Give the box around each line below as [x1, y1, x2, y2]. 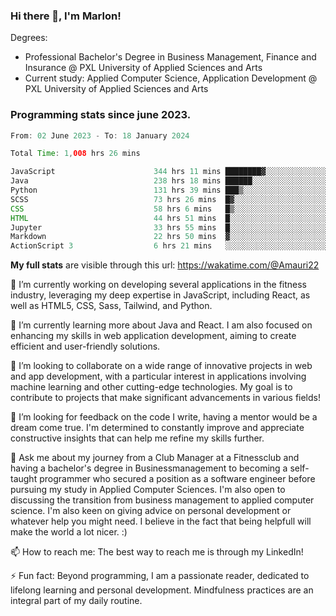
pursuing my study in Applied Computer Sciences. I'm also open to [10, 484, 286, 496]
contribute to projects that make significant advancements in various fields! [10, 392, 321, 404]
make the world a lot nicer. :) [10, 526, 128, 538]
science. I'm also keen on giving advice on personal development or [10, 505, 292, 517]
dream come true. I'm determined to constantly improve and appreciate [10, 422, 305, 434]
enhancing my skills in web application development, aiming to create [10, 330, 297, 342]
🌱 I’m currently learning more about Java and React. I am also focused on [10, 319, 313, 331]
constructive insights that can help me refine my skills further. [10, 432, 265, 444]
